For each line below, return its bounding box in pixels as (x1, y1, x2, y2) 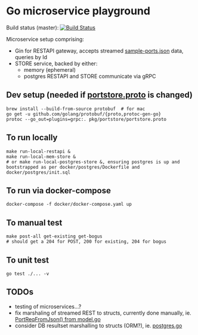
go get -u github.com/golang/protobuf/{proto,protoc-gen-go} (6, 111, 162, 117)
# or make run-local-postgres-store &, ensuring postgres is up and (6, 159, 180, 165)
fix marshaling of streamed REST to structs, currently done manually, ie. (14, 309, 192, 316)
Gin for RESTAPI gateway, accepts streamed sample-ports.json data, (14, 47, 184, 54)
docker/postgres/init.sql (6, 169, 70, 175)
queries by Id (14, 53, 48, 60)
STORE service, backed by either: (14, 60, 98, 67)
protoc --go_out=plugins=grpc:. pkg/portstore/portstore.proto (6, 116, 167, 122)
